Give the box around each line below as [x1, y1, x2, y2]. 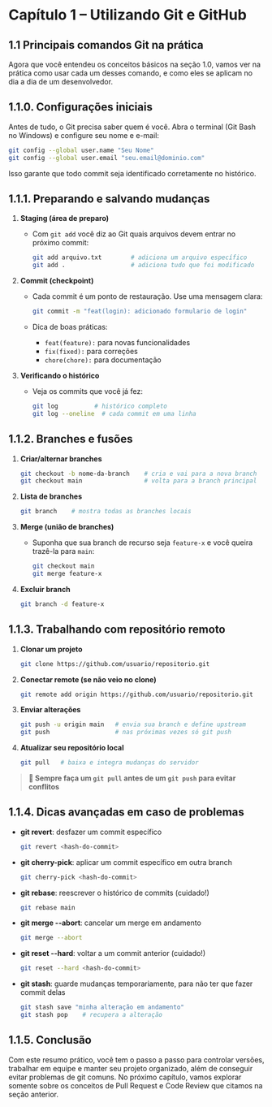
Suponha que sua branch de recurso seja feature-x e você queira [32, 538, 253, 547]
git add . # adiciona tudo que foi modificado [32, 262, 255, 270]
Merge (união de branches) [19, 522, 114, 532]
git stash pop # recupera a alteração [19, 1011, 163, 1019]
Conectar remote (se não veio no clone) [19, 674, 157, 684]
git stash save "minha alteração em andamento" [19, 1003, 184, 1012]
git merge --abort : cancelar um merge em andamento [19, 918, 201, 928]
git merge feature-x [32, 570, 102, 578]
